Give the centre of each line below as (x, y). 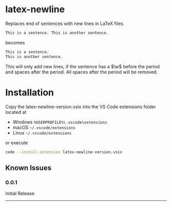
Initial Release (20, 194)
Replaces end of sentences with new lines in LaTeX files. (65, 23)
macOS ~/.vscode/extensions (44, 127)
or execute (17, 143)
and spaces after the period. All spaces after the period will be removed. (81, 72)
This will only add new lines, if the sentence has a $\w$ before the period (83, 66)
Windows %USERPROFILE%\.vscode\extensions (60, 122)
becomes (15, 42)
